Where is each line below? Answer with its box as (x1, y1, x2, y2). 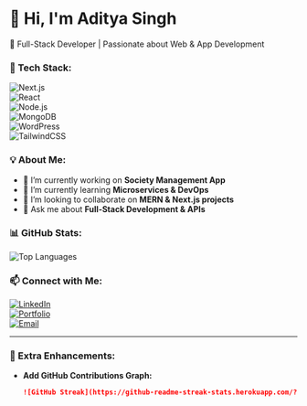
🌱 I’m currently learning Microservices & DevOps (22, 184, 209, 195)
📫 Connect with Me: (9, 274, 103, 287)
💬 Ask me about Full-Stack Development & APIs (22, 203, 206, 214)
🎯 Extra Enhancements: (9, 349, 116, 362)
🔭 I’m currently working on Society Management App (22, 174, 226, 186)
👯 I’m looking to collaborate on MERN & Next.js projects (22, 194, 235, 205)
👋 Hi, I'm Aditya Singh (9, 8, 177, 29)
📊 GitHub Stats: (9, 227, 82, 240)
